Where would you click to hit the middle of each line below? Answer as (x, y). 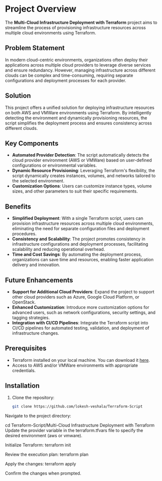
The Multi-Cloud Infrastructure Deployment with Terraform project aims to (81, 22)
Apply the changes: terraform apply (40, 463)
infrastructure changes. (35, 333)
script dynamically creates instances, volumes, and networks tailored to (84, 176)
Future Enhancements (39, 280)
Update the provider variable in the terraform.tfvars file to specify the (74, 430)
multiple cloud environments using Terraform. (50, 33)
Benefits (18, 206)
